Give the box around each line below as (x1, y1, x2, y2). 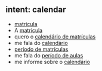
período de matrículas (14, 46, 69, 53)
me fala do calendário (14, 39, 68, 46)
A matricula (14, 27, 43, 34)
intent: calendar (5, 5, 66, 15)
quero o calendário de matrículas (14, 33, 96, 40)
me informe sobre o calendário (14, 58, 91, 65)
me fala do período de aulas (14, 51, 84, 59)
